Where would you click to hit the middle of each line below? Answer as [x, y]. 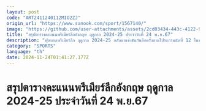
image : [15, 29]
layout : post [23, 12]
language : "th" [26, 52]
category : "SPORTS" [31, 46]
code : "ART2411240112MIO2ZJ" [44, 18]
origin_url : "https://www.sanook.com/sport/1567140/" [77, 23]
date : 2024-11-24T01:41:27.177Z [48, 57]
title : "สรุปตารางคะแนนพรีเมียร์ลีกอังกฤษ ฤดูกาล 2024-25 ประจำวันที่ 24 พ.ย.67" [90, 35]
